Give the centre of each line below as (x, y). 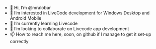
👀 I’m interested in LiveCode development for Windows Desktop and (80, 13)
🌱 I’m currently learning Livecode (44, 23)
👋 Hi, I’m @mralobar (30, 8)
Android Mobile (26, 18)
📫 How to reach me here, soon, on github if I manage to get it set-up (80, 34)
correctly (19, 41)
